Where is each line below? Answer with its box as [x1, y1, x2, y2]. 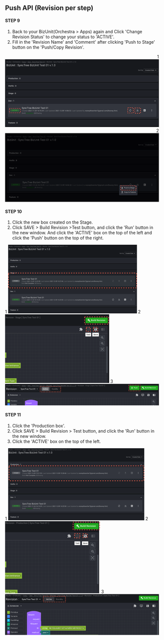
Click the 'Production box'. [12, 423, 65, 429]
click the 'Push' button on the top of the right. [12, 235, 104, 241]
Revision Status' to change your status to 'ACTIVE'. [12, 34, 115, 40]
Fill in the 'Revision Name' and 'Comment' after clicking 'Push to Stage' [12, 39, 155, 45]
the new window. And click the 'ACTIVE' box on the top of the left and [12, 230, 152, 236]
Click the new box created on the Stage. [12, 219, 93, 225]
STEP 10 [5, 208, 22, 214]
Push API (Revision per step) [5, 4, 94, 12]
